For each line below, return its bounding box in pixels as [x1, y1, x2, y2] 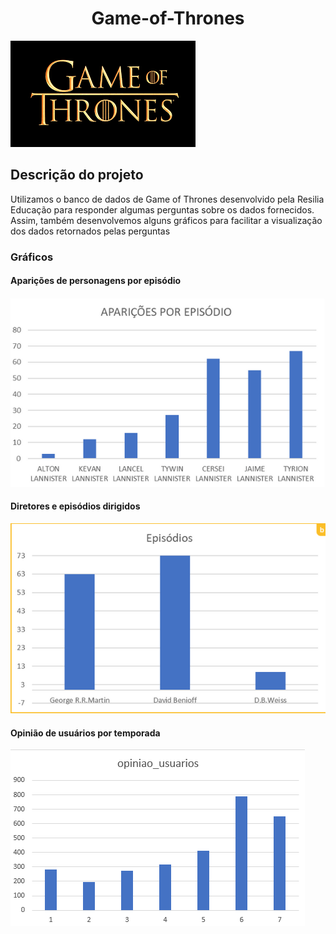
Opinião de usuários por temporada [10, 727, 161, 739]
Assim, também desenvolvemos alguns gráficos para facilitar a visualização [10, 214, 323, 226]
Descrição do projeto [10, 167, 144, 184]
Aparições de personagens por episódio [10, 275, 182, 287]
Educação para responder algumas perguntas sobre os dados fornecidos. [10, 203, 315, 216]
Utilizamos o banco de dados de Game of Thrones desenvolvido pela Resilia [10, 193, 325, 205]
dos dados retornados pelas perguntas [10, 225, 171, 237]
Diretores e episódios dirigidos [10, 500, 141, 512]
